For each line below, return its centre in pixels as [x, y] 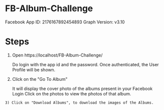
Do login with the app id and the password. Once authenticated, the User [85, 64]
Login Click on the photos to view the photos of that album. [72, 93]
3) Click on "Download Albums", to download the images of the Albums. [79, 103]
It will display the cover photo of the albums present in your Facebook [82, 89]
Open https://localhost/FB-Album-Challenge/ [57, 55]
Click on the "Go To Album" [40, 79]
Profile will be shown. [34, 70]
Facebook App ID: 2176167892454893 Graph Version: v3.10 [65, 22]
